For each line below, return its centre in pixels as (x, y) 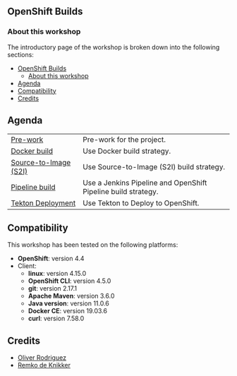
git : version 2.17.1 (53, 289)
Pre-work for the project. (124, 139)
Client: (27, 266)
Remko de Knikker (44, 365)
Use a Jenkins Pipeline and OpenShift (145, 183)
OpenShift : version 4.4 (51, 259)
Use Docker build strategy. (127, 151)
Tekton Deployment (43, 202)
